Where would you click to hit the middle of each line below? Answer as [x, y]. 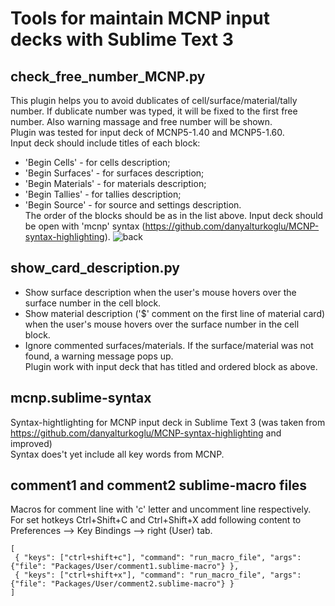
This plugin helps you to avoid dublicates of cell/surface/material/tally [154, 100]
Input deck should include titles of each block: [105, 143]
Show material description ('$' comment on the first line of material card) [175, 313]
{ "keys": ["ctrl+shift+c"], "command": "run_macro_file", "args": [158, 558]
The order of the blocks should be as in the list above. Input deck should [174, 215]
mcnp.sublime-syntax [81, 398]
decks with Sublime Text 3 [122, 39]
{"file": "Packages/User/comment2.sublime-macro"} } [122, 584]
